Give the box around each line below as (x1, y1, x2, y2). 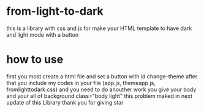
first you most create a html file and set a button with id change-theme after (6, 72, 198, 80)
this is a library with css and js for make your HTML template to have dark (6, 24, 192, 32)
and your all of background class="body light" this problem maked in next (6, 92, 193, 99)
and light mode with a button (6, 31, 79, 38)
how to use (6, 53, 64, 67)
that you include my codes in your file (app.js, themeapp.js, (6, 79, 156, 86)
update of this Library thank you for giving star (6, 99, 124, 106)
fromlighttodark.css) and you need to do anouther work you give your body (6, 86, 197, 93)
